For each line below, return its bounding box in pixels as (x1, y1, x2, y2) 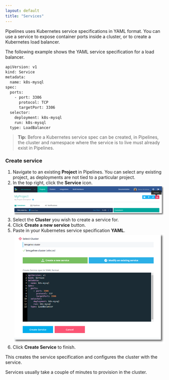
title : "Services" (5, 13, 44, 19)
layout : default (5, 8, 39, 13)
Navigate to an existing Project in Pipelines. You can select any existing (12, 168, 162, 175)
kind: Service (5, 69, 35, 74)
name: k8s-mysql (10, 79, 44, 85)
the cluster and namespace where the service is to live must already (17, 139, 160, 145)
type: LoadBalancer (10, 125, 51, 130)
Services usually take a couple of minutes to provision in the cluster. (5, 369, 147, 375)
